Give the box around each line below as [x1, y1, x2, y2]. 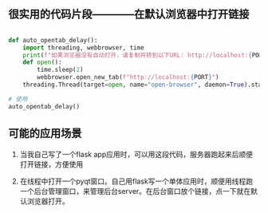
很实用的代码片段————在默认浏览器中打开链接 [8, 7, 250, 22]
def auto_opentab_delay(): [8, 36, 98, 44]
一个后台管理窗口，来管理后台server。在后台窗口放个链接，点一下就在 [19, 186, 251, 195]
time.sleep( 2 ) [37, 66, 84, 74]
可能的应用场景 [8, 127, 82, 140]
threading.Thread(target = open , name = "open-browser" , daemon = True [22, 81, 245, 89]
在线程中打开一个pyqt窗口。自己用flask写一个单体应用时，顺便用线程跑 [19, 176, 254, 186]
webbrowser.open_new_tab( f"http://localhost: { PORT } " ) [37, 73, 219, 81]
